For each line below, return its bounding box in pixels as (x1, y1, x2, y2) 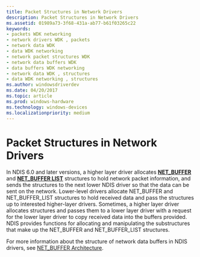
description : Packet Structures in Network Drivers (6, 14, 139, 21)
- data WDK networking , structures (6, 76, 98, 82)
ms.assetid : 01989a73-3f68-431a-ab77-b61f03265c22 (6, 20, 136, 26)
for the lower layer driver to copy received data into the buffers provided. (6, 214, 187, 221)
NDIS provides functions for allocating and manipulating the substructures (6, 220, 190, 227)
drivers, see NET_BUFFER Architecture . (6, 244, 104, 252)
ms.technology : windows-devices (6, 104, 87, 110)
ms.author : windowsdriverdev (6, 82, 80, 88)
